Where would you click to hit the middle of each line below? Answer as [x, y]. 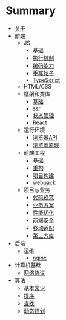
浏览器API [45, 137]
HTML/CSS [38, 86]
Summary [31, 11]
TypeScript [46, 80]
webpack [44, 182]
